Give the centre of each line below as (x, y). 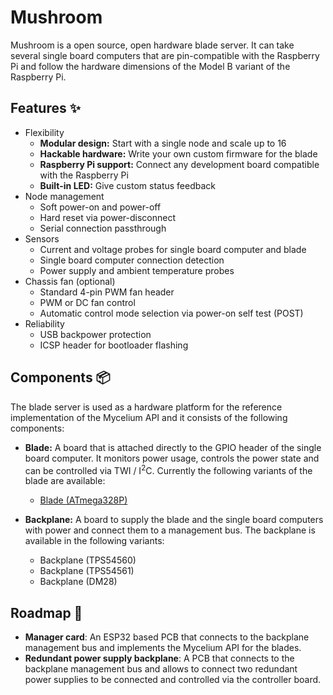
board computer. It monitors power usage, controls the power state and (172, 458)
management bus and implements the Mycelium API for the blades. (163, 648)
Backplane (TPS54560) (88, 560)
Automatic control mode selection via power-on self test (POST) (171, 313)
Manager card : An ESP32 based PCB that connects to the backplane (167, 637)
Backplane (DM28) (78, 582)
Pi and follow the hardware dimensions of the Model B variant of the (150, 66)
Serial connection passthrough (103, 228)
